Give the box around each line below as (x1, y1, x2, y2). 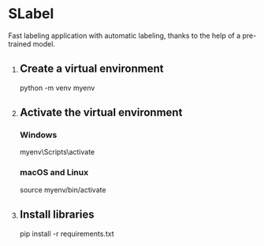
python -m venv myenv (19, 83, 95, 92)
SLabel (8, 5, 54, 23)
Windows (19, 129, 58, 140)
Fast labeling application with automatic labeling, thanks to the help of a (8, 31, 241, 40)
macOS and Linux (19, 167, 89, 178)
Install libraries (19, 208, 95, 222)
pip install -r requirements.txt (19, 229, 114, 238)
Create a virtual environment (19, 62, 164, 76)
